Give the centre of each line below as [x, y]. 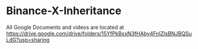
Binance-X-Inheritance [64, 11]
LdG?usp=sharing [28, 40]
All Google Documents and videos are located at [65, 27]
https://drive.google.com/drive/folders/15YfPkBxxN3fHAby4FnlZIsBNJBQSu [99, 33]
